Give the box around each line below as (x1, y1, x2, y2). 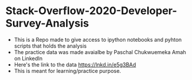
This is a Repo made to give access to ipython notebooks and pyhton (14, 36, 182, 43)
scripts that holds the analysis (14, 42, 87, 49)
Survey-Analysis (5, 16, 90, 30)
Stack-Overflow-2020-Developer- (5, 4, 177, 18)
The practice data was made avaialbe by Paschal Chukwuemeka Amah (14, 48, 187, 55)
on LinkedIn (14, 55, 43, 62)
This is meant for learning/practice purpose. (14, 67, 121, 74)
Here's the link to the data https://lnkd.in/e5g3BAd (14, 61, 137, 68)
